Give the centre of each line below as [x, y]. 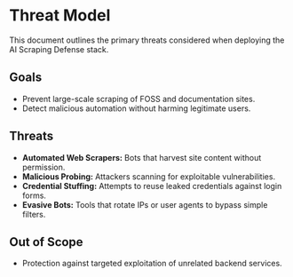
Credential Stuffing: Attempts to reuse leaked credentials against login [152, 186]
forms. [34, 195]
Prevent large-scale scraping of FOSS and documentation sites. [139, 99]
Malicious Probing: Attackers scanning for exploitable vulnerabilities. [149, 176]
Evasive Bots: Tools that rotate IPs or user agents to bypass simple [145, 204]
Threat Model [60, 16]
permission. [44, 167]
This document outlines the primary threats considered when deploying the [147, 40]
